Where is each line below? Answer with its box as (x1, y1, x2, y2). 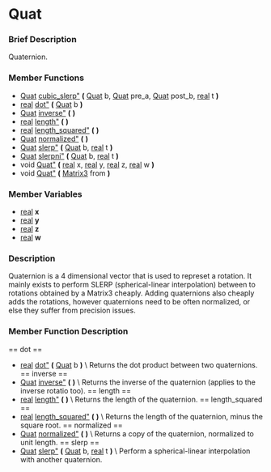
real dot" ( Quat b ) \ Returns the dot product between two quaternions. (19, 359, 258, 369)
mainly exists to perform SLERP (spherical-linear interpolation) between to (8, 280, 256, 290)
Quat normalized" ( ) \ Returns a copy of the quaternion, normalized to (19, 428, 255, 438)
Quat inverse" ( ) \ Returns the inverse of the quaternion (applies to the (19, 377, 256, 387)
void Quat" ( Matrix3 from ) (19, 168, 111, 178)
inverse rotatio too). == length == (19, 385, 132, 395)
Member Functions (8, 72, 85, 83)
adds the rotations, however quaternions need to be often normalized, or (8, 297, 251, 307)
